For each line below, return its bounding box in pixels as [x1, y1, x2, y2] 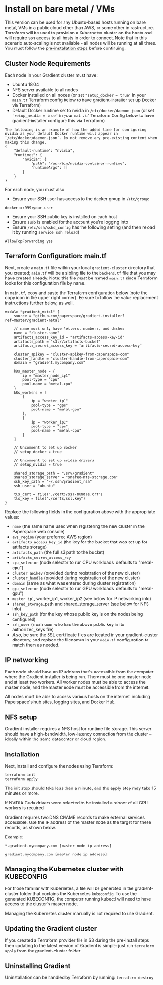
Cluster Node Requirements [5, 59, 91, 67]
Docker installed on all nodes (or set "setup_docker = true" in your [12, 92, 147, 98]
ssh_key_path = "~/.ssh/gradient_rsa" [14, 479, 92, 484]
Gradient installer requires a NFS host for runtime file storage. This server [5, 726, 152, 732]
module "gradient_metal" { [5, 309, 60, 314]
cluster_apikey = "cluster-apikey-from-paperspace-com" [14, 352, 130, 357]
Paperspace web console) [12, 528, 65, 534]
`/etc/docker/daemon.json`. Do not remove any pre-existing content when [5, 135, 158, 140]
